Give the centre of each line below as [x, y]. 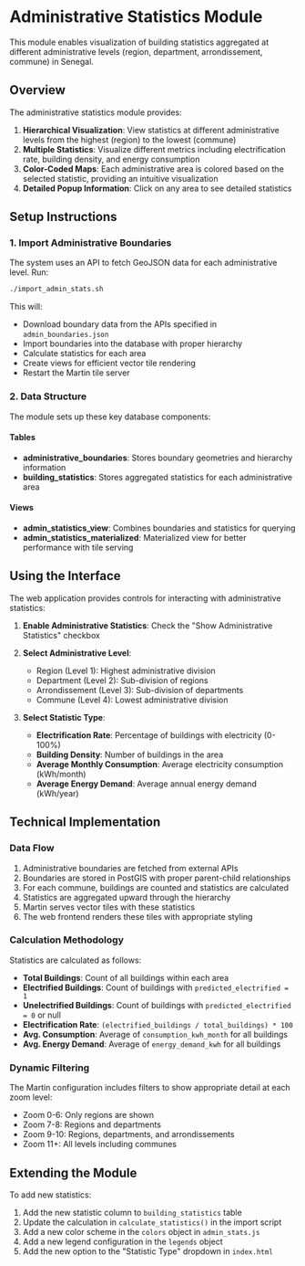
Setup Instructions [63, 217]
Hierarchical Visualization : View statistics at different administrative [151, 130]
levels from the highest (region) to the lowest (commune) [129, 140]
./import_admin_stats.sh [56, 290]
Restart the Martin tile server [76, 373]
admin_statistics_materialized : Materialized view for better [135, 538]
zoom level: [31, 1097]
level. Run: [29, 272]
